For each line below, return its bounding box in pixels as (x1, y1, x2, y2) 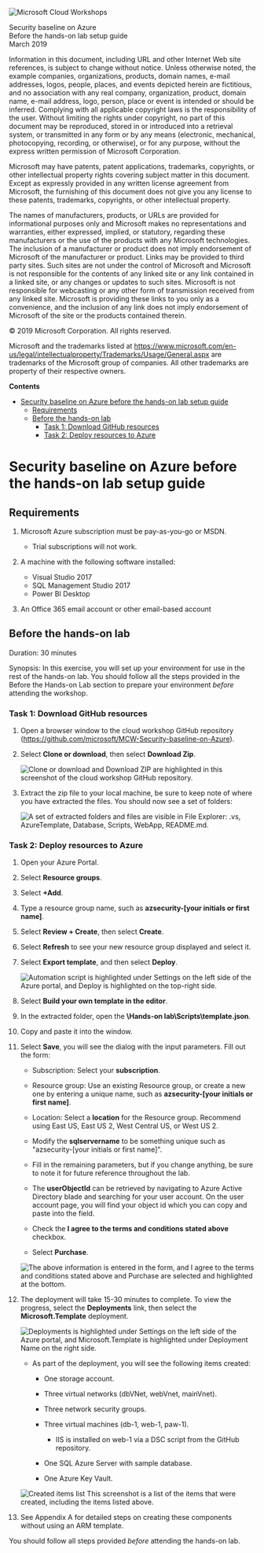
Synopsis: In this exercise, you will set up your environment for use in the (9, 663, 246, 673)
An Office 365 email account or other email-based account (20, 604, 211, 614)
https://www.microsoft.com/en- (134, 341, 236, 350)
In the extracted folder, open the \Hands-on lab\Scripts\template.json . (20, 1012, 251, 1021)
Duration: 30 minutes (9, 647, 77, 657)
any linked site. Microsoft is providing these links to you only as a (9, 294, 219, 303)
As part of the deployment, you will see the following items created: (31, 1359, 251, 1368)
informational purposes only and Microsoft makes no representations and (9, 219, 247, 228)
